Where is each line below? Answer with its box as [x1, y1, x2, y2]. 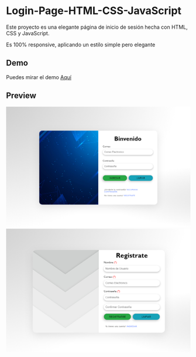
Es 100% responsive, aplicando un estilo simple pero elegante [6, 41, 156, 48]
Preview [6, 91, 37, 101]
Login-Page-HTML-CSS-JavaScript [6, 4, 182, 18]
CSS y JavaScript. [6, 29, 50, 36]
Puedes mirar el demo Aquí [6, 73, 72, 80]
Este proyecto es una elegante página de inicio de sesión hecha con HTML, [6, 23, 188, 30]
